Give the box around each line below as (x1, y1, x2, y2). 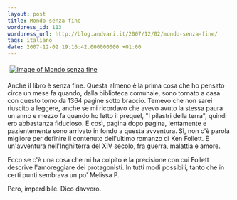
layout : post (7, 10, 46, 18)
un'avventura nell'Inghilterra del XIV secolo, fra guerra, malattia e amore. (7, 142, 221, 150)
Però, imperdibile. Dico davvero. (7, 184, 102, 193)
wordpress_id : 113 (7, 23, 62, 31)
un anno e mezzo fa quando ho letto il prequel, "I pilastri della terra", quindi (7, 112, 227, 120)
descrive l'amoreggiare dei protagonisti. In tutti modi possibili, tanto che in (7, 163, 225, 172)
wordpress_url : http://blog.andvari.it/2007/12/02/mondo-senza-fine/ (7, 30, 218, 38)
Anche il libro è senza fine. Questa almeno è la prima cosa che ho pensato (7, 81, 225, 90)
